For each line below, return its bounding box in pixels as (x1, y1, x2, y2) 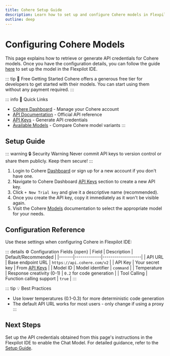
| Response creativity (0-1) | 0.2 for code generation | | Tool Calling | (5, 270, 148, 276)
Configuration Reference (5, 226, 85, 234)
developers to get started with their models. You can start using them (5, 81, 150, 87)
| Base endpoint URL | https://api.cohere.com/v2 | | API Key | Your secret (5, 259, 159, 265)
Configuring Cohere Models (5, 38, 125, 50)
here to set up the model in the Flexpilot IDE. (5, 66, 98, 72)
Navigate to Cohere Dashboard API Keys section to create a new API (12, 179, 155, 185)
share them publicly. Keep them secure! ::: (5, 158, 93, 164)
